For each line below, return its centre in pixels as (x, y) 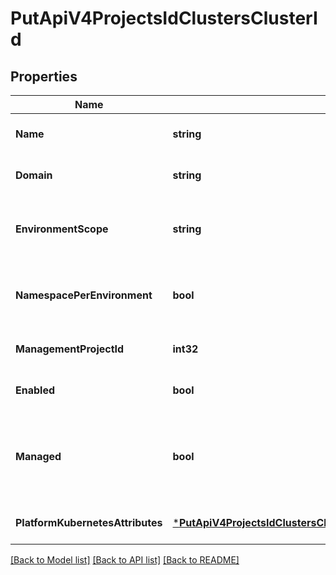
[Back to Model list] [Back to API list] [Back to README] (125, 560)
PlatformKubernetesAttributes (89, 522)
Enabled (35, 390)
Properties (44, 76)
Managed (38, 456)
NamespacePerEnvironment (84, 295)
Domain (34, 175)
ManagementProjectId (70, 349)
